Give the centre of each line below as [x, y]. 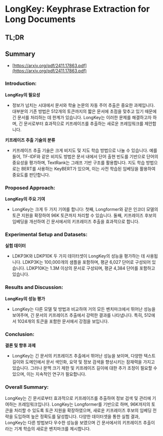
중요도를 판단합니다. [31, 175]
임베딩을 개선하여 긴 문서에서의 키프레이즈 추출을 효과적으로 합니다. [76, 221]
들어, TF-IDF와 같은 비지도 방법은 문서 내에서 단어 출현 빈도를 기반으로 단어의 [85, 156]
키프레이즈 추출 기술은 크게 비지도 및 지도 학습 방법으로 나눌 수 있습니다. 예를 [85, 150]
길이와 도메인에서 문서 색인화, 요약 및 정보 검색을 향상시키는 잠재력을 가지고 [83, 362]
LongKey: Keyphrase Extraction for [77, 9]
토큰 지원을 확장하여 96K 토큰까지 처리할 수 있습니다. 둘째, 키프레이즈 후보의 [84, 215]
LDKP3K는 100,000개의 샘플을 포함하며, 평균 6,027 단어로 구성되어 [87, 262]
